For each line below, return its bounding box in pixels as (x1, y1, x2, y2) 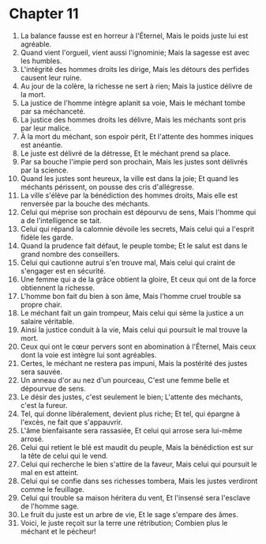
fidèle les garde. (20, 232, 73, 242)
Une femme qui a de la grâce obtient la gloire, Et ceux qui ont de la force (20, 274, 257, 284)
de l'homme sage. (20, 501, 80, 511)
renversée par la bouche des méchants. (20, 198, 151, 208)
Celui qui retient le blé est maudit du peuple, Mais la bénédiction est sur (20, 442, 254, 451)
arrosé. (20, 434, 44, 444)
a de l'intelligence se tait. (20, 215, 102, 225)
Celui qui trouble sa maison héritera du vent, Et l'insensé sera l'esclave (20, 493, 251, 502)
